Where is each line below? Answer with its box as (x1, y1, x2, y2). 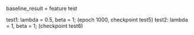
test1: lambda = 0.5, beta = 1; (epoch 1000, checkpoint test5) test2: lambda (6, 16, 188, 23)
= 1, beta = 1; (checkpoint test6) (6, 23, 83, 29)
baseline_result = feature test (6, 5, 77, 12)
